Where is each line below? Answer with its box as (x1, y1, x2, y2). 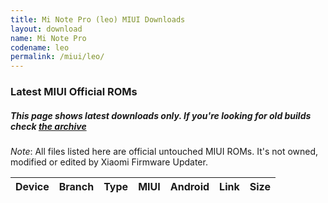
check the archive (10, 120, 87, 132)
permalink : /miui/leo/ (10, 52, 105, 62)
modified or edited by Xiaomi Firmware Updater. (10, 156, 208, 168)
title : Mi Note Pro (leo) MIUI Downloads (10, 14, 186, 25)
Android (169, 180, 210, 194)
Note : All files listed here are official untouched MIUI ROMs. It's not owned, (10, 146, 319, 158)
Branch (58, 180, 95, 194)
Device (15, 180, 50, 194)
